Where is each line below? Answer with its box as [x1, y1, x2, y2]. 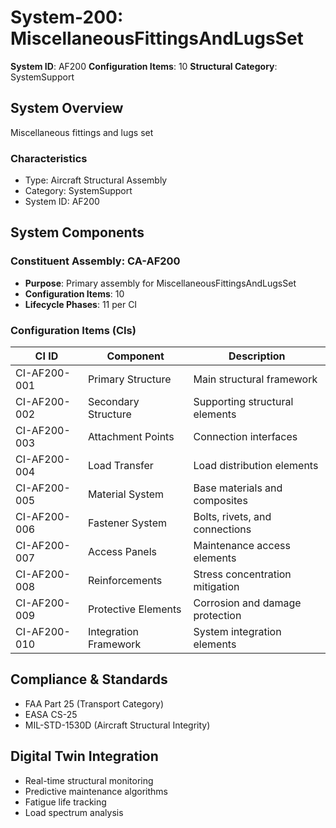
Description [228, 349, 286, 363]
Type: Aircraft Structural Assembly [24, 174, 168, 186]
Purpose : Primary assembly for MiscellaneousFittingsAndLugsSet [24, 277, 297, 289]
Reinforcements [87, 574, 163, 588]
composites [193, 494, 248, 508]
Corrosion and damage [193, 596, 302, 610]
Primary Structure [87, 372, 172, 386]
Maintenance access [193, 539, 291, 553]
